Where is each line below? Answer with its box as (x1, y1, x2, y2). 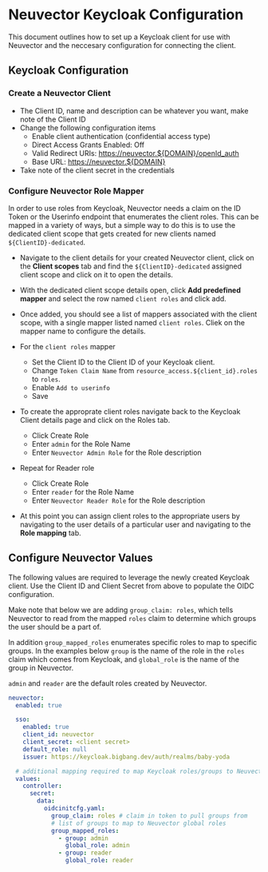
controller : (22, 782, 62, 790)
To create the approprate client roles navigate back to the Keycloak (19, 406, 241, 416)
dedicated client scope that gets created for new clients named (8, 229, 217, 238)
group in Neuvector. (8, 663, 74, 672)
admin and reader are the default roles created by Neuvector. (8, 678, 207, 688)
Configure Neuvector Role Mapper (8, 185, 144, 197)
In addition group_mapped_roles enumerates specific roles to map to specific (8, 637, 258, 647)
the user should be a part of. (8, 622, 102, 631)
